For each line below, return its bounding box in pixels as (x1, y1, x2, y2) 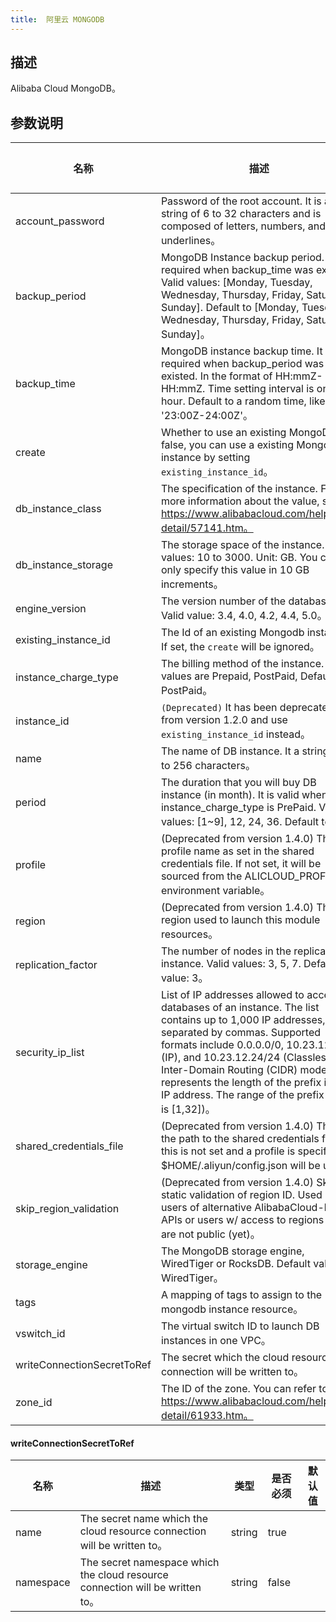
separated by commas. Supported (160, 1026, 322, 1040)
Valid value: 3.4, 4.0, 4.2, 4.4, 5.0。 (160, 609, 328, 623)
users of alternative (160, 1201, 253, 1215)
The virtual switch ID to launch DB (160, 1319, 320, 1333)
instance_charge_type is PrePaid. (160, 801, 317, 815)
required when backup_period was (160, 357, 325, 371)
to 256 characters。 (160, 759, 256, 773)
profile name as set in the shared (160, 844, 315, 858)
